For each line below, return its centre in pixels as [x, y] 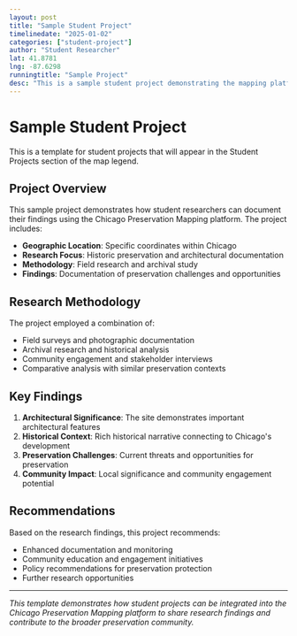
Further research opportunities [78, 578]
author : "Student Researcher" [65, 50]
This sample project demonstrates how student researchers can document [145, 210]
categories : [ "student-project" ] [71, 42]
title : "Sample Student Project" [71, 26]
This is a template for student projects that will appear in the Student [134, 151]
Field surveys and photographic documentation [108, 341]
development [46, 446]
